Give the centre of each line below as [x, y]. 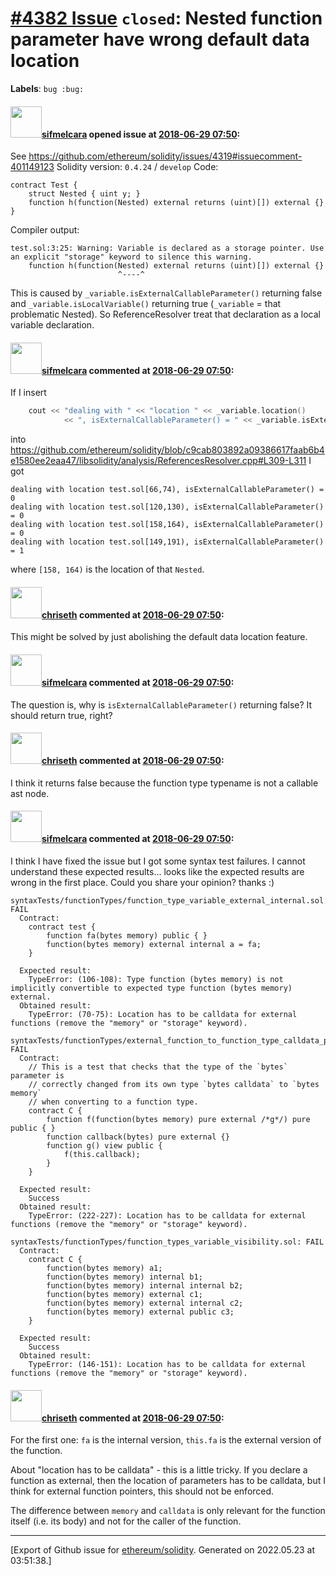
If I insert [28, 393]
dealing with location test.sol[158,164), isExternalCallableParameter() [167, 525]
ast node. [30, 793]
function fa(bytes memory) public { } [127, 935]
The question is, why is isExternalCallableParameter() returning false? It [161, 704]
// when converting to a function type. [113, 1102]
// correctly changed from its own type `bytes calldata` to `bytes [174, 1084]
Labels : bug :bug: [47, 88]
